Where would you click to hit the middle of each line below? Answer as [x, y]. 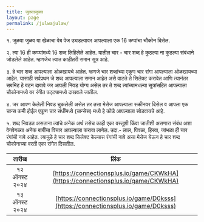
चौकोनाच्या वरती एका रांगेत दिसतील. [41, 144]
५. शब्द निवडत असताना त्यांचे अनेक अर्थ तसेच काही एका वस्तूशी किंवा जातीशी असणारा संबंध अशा [99, 123]
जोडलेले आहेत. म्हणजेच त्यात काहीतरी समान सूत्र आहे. [58, 60]
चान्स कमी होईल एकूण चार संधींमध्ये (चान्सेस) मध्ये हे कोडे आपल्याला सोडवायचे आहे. [86, 111]
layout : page [23, 18]
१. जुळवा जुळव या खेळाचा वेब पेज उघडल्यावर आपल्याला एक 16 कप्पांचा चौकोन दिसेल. [88, 41]
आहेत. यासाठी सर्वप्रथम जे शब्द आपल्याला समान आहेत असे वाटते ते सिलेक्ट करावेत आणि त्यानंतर [97, 78]
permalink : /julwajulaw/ [38, 23]
